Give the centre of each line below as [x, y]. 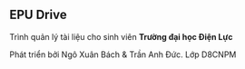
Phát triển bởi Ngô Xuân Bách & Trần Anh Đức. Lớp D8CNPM [123, 54]
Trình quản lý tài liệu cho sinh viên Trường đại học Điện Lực [121, 36]
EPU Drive [38, 15]
